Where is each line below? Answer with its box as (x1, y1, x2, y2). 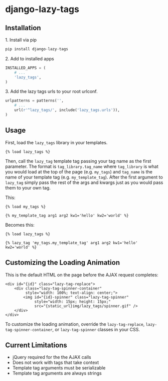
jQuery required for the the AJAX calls (12, 354, 91, 360)
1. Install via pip (5, 37, 37, 43)
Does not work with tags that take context (12, 359, 99, 365)
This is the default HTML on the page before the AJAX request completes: (5, 271, 158, 277)
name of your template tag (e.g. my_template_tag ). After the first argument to (5, 174, 163, 180)
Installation (5, 24, 41, 32)
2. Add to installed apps (5, 55, 54, 61)
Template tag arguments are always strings (12, 370, 102, 376)
